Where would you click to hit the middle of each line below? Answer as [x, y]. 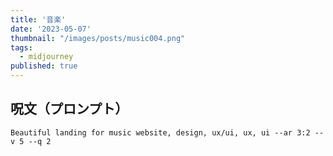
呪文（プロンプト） [69, 109]
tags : [21, 47]
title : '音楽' [38, 19]
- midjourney [46, 57]
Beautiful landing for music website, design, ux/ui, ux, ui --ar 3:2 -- [167, 132]
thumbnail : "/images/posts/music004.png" [98, 38]
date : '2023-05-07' [51, 29]
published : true [44, 66]
